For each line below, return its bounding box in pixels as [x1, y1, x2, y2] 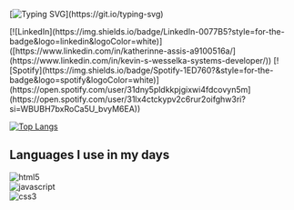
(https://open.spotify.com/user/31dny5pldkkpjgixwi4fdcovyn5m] [9, 85, 251, 95]
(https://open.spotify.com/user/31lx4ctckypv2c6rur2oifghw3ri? [9, 94, 246, 105]
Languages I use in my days [9, 147, 170, 163]
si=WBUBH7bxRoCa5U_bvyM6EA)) [9, 104, 141, 114]
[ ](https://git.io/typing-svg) [9, 9, 164, 19]
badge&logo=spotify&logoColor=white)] [9, 75, 159, 85]
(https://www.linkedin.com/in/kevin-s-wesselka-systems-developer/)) [9, 55, 272, 65]
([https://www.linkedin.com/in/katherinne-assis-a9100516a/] [9, 45, 237, 56]
